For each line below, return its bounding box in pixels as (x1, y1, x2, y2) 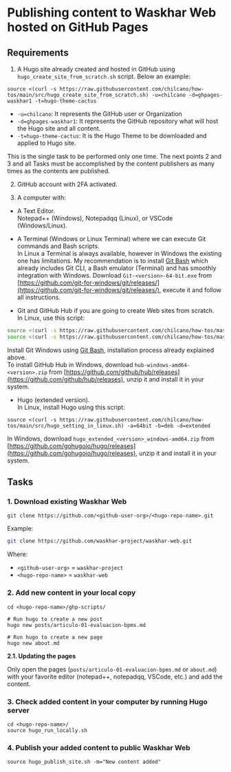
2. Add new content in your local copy (7, 588, 136, 597)
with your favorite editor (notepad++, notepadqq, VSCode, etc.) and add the (7, 672, 223, 681)
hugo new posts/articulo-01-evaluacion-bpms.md (7, 621, 146, 628)
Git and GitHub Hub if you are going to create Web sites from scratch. (16, 307, 214, 314)
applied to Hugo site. (16, 139, 77, 147)
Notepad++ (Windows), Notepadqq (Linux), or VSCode (16, 214, 173, 222)
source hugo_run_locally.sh (7, 727, 88, 734)
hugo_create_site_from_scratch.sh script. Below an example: (16, 72, 191, 80)
